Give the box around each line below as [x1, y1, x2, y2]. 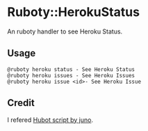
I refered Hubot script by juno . [7, 116, 94, 124]
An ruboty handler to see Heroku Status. [7, 27, 123, 36]
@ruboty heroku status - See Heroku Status [7, 65, 135, 73]
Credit [7, 97, 35, 109]
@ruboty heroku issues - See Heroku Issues [7, 72, 135, 79]
